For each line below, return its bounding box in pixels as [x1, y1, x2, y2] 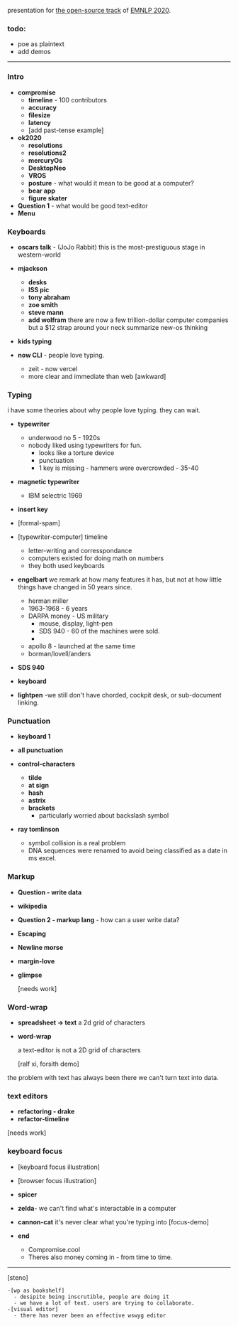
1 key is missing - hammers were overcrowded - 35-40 [38, 464, 199, 472]
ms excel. [28, 854, 57, 862]
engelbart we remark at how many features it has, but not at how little [17, 575, 222, 584]
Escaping [17, 929, 46, 938]
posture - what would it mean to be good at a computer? [28, 178, 195, 187]
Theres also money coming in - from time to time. [28, 1253, 173, 1261]
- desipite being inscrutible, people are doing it [13, 1293, 170, 1300]
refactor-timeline [17, 1115, 69, 1123]
